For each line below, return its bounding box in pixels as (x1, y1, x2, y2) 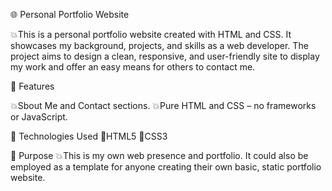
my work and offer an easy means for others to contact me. (10, 61, 256, 73)
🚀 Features (10, 80, 55, 92)
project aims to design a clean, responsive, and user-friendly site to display (10, 50, 320, 62)
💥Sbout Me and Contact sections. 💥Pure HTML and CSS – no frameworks (10, 100, 317, 111)
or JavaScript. (10, 111, 68, 123)
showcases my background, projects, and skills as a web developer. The (10, 40, 309, 51)
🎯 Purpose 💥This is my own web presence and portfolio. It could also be (10, 150, 309, 161)
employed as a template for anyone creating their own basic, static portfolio (10, 161, 322, 173)
